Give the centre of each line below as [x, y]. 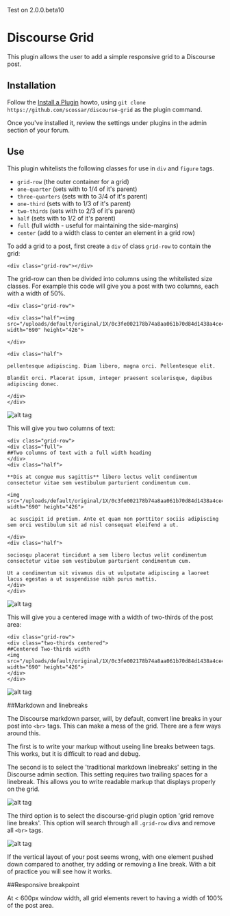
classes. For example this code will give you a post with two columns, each [113, 286]
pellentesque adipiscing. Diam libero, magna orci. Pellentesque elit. [111, 366]
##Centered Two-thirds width [49, 649]
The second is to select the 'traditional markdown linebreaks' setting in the [112, 767]
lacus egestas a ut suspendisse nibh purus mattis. [82, 579]
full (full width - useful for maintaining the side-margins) [98, 225]
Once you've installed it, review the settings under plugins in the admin [107, 122]
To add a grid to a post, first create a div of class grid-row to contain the [109, 246]
